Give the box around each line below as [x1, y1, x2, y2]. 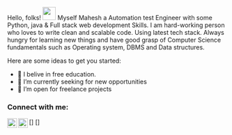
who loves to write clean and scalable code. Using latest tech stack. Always [7, 29, 224, 36]
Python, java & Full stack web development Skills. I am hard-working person [7, 21, 225, 29]
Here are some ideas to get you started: [7, 56, 122, 65]
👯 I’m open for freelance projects [17, 85, 112, 93]
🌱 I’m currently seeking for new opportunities [17, 77, 148, 86]
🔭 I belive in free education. [17, 70, 96, 78]
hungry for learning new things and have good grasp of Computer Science [7, 35, 222, 44]
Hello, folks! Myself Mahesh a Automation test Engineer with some [7, 14, 212, 22]
